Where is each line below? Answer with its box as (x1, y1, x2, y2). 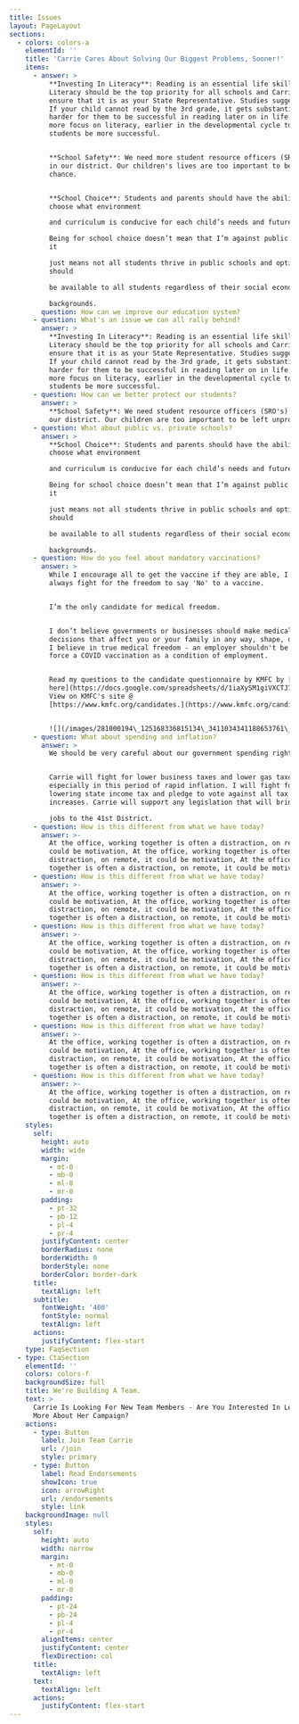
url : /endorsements (41, 1494, 114, 1504)
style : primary (41, 1453, 98, 1462)
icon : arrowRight (41, 1486, 105, 1495)
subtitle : (32, 1295, 69, 1304)
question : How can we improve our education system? (41, 307, 241, 317)
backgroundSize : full (25, 1378, 105, 1388)
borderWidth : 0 (41, 1254, 98, 1263)
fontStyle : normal (41, 1312, 109, 1321)
